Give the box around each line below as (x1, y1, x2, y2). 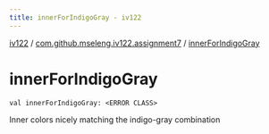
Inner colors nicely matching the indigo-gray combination (9, 113, 221, 125)
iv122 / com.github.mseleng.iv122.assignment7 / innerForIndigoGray (9, 38, 261, 48)
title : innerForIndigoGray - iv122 (9, 13, 142, 22)
